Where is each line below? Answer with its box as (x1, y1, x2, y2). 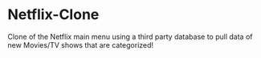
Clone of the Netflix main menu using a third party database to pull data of (7, 32, 253, 41)
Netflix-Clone (7, 6, 100, 24)
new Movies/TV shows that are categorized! (7, 40, 154, 49)
